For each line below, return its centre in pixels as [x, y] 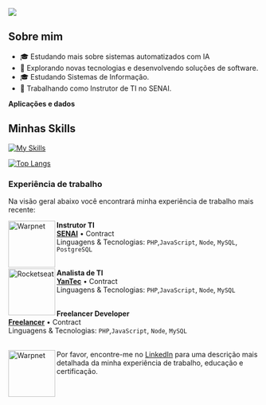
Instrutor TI [76, 225]
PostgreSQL [75, 249]
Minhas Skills [42, 129]
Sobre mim [36, 37]
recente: [22, 209]
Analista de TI [80, 273]
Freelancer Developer [93, 313]
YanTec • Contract [87, 281]
